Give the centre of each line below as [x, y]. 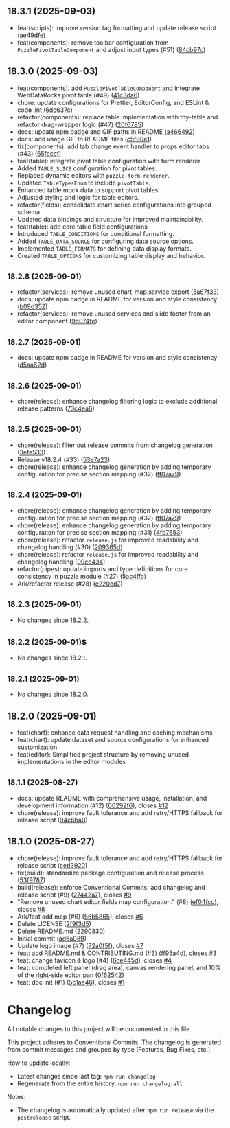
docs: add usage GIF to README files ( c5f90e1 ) [84, 139]
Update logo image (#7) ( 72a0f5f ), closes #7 [80, 945]
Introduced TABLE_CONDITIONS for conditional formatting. [95, 233]
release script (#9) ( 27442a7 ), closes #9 [74, 895]
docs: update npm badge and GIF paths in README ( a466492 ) [106, 131]
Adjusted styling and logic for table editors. [78, 197]
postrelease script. [44, 1117]
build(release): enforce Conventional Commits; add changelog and [111, 887]
